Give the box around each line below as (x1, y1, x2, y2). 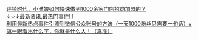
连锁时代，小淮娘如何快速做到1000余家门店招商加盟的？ (6, 5, 147, 12)
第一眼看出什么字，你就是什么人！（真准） (6, 27, 113, 35)
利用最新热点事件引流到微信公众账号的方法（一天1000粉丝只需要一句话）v (6, 20, 193, 27)
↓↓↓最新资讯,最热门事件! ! (6, 13, 74, 20)
